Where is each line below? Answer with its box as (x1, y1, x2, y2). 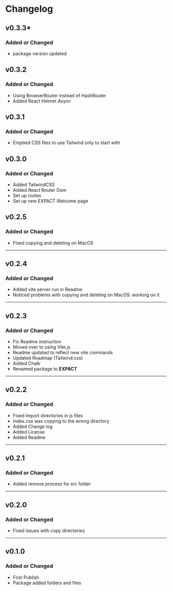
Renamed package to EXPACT (12, 366, 77, 372)
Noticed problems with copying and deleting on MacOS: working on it (12, 292, 160, 298)
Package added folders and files (12, 580, 81, 586)
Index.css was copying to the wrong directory (12, 418, 110, 424)
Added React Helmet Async (12, 98, 71, 104)
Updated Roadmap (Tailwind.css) (12, 355, 83, 361)
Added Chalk (12, 360, 40, 366)
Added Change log (12, 423, 53, 430)
